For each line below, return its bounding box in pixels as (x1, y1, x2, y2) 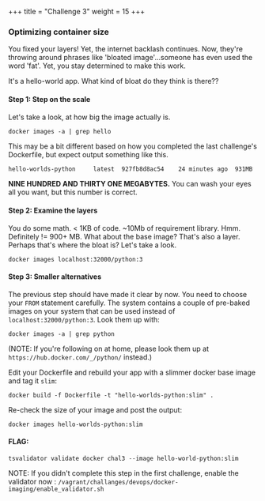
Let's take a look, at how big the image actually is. (8, 112, 171, 122)
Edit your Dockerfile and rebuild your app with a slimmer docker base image (8, 367, 256, 377)
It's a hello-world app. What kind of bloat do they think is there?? (8, 77, 219, 86)
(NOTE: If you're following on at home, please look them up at (8, 344, 210, 353)
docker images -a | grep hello (8, 127, 112, 135)
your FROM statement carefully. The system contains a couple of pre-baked (8, 298, 251, 307)
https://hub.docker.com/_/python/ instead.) (8, 352, 153, 362)
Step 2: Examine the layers (8, 205, 98, 215)
